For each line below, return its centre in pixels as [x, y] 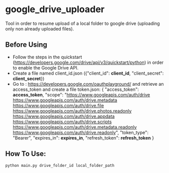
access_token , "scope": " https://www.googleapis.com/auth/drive [81, 94]
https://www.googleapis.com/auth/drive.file [58, 106]
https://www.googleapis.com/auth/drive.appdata [64, 116]
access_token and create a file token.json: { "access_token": [76, 89]
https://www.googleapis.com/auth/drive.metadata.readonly [75, 127]
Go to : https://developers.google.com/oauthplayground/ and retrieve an [88, 84]
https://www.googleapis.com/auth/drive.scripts [62, 122]
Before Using [26, 45]
